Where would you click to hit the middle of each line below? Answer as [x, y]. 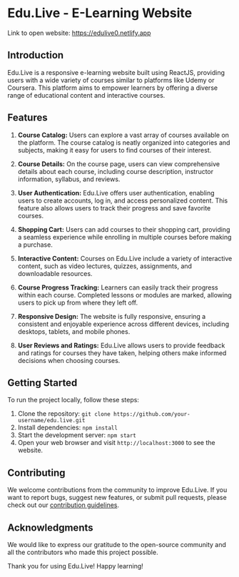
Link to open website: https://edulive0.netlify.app [79, 33]
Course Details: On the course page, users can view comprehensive [118, 164]
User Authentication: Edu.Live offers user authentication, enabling [116, 193]
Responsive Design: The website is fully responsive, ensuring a [112, 316]
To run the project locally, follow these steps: [73, 400]
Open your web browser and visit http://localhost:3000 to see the [116, 443]
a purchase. [35, 245]
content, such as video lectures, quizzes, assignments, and [105, 266]
